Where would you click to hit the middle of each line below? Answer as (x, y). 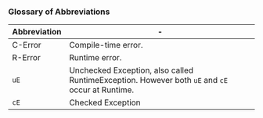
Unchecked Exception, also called (131, 70)
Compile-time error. (106, 45)
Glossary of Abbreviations (59, 12)
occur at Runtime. (102, 90)
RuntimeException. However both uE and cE (149, 80)
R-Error (26, 58)
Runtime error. (95, 58)
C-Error (27, 45)
